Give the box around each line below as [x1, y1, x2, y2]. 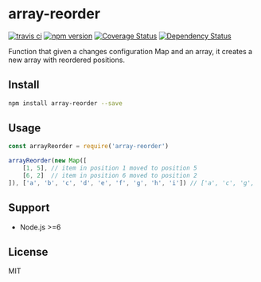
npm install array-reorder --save [8, 99, 123, 108]
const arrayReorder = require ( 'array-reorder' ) [8, 143, 169, 151]
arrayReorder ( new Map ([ [8, 157, 88, 165]
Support [8, 201, 50, 215]
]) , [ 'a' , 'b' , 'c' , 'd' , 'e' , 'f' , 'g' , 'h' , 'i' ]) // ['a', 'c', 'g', [8, 178, 255, 187]
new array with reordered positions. [8, 55, 126, 65]
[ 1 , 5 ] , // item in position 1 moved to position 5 [22, 164, 197, 172]
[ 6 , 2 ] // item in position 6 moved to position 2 [22, 172, 197, 180]
